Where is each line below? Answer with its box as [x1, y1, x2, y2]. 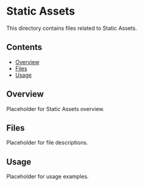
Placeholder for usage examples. [6, 173, 89, 181]
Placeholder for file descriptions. [6, 139, 88, 146]
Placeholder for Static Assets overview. [6, 105, 105, 112]
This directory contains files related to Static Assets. [6, 24, 138, 32]
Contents [6, 42, 43, 52]
